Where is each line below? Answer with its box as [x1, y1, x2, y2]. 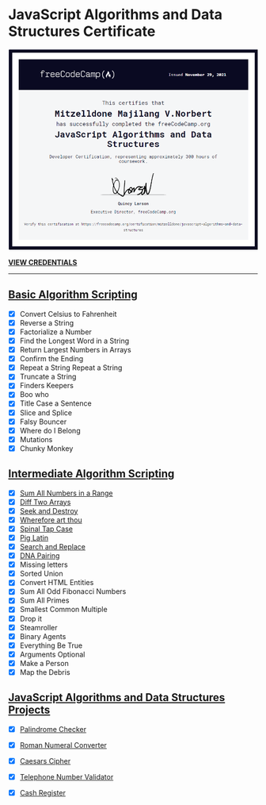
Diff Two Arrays [19, 497, 71, 506]
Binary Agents [19, 631, 66, 641]
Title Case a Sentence [19, 399, 93, 408]
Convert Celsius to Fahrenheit [19, 309, 117, 318]
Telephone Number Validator [19, 772, 114, 781]
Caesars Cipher [19, 756, 71, 765]
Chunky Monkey [19, 443, 74, 453]
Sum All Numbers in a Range [19, 488, 113, 498]
